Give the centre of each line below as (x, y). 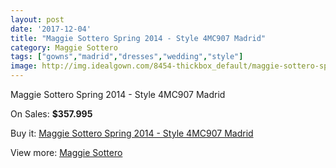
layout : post (37, 19)
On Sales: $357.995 (51, 114)
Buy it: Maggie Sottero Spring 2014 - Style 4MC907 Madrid (132, 133)
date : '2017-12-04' (51, 29)
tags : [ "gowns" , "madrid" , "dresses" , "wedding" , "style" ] (127, 57)
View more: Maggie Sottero (66, 152)
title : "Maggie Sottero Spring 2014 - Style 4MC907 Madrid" (138, 38)
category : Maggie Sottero (64, 47)
